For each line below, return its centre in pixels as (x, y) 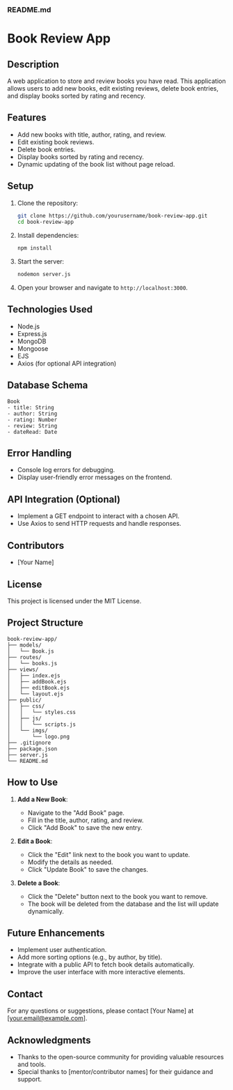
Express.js (32, 333)
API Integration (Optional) (64, 499)
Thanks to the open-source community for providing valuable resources (120, 1057)
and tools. (32, 1064)
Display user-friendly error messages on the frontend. (95, 477)
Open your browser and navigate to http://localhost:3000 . (102, 288)
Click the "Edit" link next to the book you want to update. (109, 854)
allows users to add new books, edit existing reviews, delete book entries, (113, 88)
